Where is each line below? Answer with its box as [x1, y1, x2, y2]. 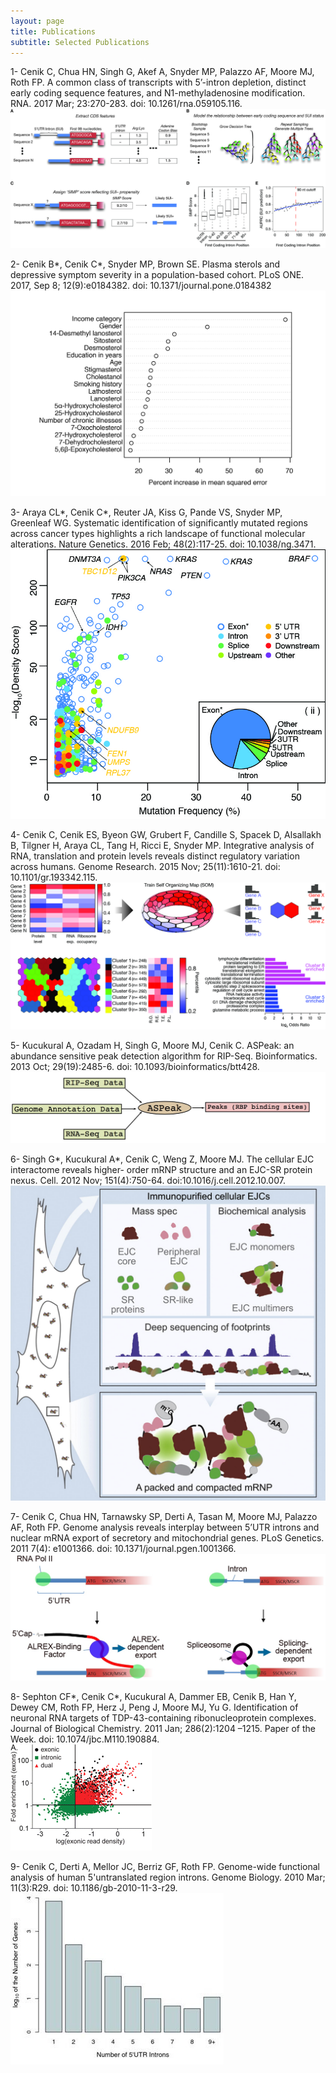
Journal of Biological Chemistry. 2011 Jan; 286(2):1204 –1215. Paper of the [10, 1722, 316, 1734]
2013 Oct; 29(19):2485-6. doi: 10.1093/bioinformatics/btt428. [10, 1060, 260, 1072]
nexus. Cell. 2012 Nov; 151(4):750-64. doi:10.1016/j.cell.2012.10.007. [10, 1174, 286, 1186]
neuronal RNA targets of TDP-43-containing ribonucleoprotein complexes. [10, 1711, 317, 1724]
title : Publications [10, 26, 97, 37]
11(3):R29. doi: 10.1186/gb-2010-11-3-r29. [10, 1881, 178, 1894]
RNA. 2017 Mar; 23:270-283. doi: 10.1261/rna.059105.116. [10, 98, 243, 110]
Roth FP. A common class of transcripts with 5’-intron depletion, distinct [10, 76, 307, 89]
